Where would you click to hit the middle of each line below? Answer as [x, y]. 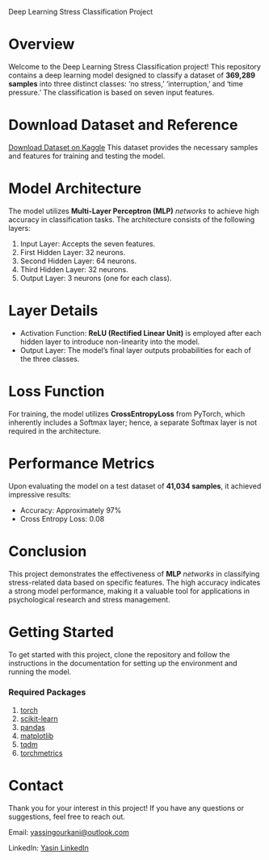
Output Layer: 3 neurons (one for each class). [96, 278]
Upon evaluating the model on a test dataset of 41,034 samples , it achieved [135, 486]
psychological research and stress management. [90, 599]
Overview [42, 44]
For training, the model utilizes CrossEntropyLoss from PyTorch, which [127, 413]
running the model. [40, 671]
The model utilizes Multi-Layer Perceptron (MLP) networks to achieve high [134, 211]
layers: [19, 228]
